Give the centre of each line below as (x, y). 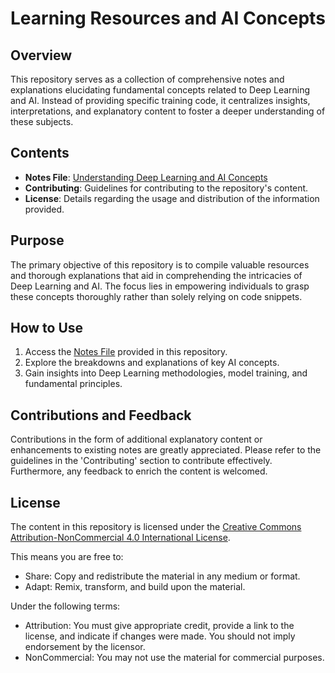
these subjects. (42, 121)
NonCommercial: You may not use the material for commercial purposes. (174, 658)
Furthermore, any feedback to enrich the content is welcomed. (139, 471)
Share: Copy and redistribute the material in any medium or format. (162, 576)
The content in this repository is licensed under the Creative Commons (156, 527)
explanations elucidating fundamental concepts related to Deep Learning (160, 90)
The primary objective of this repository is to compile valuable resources (160, 264)
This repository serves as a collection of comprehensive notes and (147, 79)
